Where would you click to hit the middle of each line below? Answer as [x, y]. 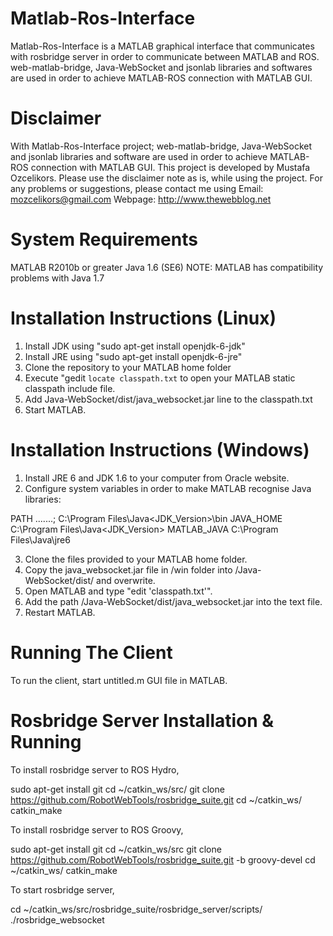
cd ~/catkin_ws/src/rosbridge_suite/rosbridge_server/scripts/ [136, 909]
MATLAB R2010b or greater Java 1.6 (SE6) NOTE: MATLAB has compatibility [167, 267]
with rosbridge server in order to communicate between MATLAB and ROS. [165, 56]
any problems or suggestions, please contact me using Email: [137, 188]
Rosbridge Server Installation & [142, 720]
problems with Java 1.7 [57, 278]
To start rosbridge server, [62, 889]
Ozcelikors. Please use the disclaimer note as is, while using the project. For [166, 178]
